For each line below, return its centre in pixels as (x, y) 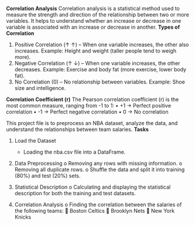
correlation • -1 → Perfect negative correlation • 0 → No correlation (87, 112)
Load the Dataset (35, 141)
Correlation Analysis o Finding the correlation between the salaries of (98, 205)
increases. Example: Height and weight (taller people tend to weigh (95, 51)
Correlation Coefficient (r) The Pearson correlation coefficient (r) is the (93, 99)
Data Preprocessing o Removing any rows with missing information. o (98, 163)
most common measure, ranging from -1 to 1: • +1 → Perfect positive (89, 105)
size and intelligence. (40, 88)
